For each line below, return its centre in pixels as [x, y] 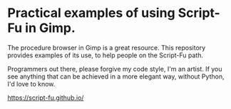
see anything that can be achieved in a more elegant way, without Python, [116, 76]
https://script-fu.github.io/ [46, 98]
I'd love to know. [31, 84]
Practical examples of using [92, 13]
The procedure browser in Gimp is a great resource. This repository [107, 47]
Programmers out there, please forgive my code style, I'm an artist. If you [115, 69]
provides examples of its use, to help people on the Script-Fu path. [106, 55]
